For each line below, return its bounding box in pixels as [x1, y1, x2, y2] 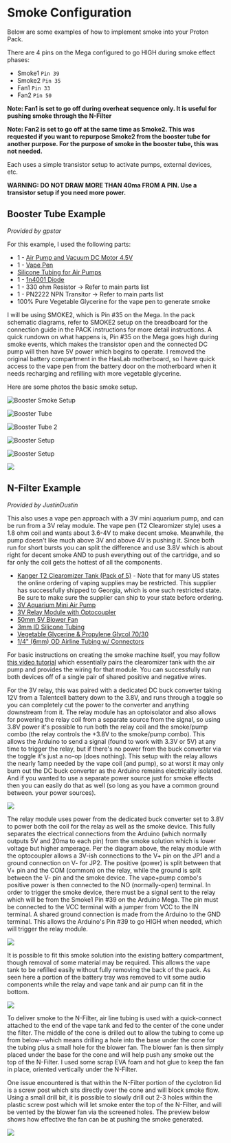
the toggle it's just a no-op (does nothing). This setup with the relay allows [7, 751, 218, 760]
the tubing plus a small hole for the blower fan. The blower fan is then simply [7, 1043, 224, 1051]
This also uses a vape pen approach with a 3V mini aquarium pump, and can [7, 514, 224, 522]
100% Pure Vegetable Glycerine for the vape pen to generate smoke [16, 297, 211, 305]
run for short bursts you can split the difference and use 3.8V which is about [7, 543, 223, 552]
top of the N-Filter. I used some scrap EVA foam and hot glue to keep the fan [7, 1058, 224, 1066]
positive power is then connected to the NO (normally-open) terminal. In [7, 880, 211, 889]
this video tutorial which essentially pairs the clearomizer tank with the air [7, 658, 215, 666]
